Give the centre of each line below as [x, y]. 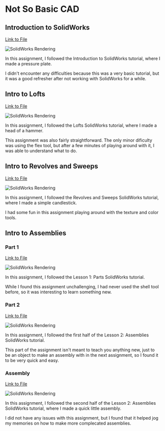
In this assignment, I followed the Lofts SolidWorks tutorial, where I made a [81, 125]
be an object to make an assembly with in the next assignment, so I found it [82, 355]
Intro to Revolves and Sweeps [52, 166]
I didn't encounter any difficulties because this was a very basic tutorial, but [82, 73]
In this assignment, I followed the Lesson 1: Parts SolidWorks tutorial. [75, 277]
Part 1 [12, 247]
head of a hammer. [24, 130]
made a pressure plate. [29, 64]
